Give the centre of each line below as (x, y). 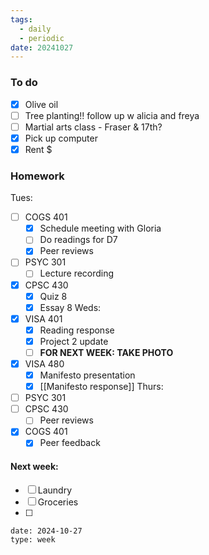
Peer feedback (70, 443)
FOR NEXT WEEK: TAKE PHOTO (106, 352)
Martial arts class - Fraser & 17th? (93, 127)
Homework (37, 176)
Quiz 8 (53, 296)
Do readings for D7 (78, 240)
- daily (35, 29)
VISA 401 (43, 318)
